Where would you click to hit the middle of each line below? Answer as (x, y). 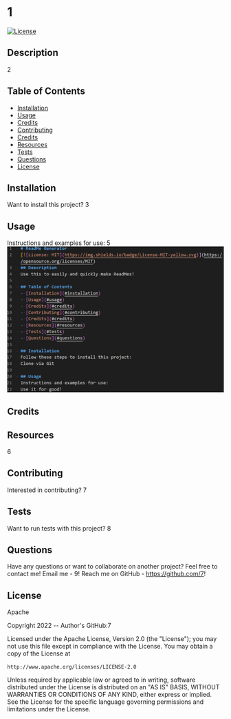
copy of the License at (39, 653)
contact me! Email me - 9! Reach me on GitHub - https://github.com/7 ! (107, 574)
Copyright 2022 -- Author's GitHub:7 (59, 626)
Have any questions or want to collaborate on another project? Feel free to (112, 567)
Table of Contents (46, 91)
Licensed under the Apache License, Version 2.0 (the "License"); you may (112, 639)
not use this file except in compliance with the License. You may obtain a (110, 647)
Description (33, 53)
